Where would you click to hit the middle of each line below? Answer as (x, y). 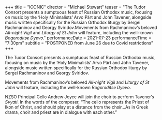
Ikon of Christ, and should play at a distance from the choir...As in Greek (77, 107)
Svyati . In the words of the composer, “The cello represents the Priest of (77, 102)
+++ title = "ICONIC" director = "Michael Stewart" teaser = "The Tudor (75, 7)
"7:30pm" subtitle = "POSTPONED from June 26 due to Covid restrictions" (79, 43)
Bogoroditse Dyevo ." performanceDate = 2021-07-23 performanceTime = (78, 38)
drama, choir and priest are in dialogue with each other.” (61, 112)
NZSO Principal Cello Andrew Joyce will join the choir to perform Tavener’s (80, 97)
